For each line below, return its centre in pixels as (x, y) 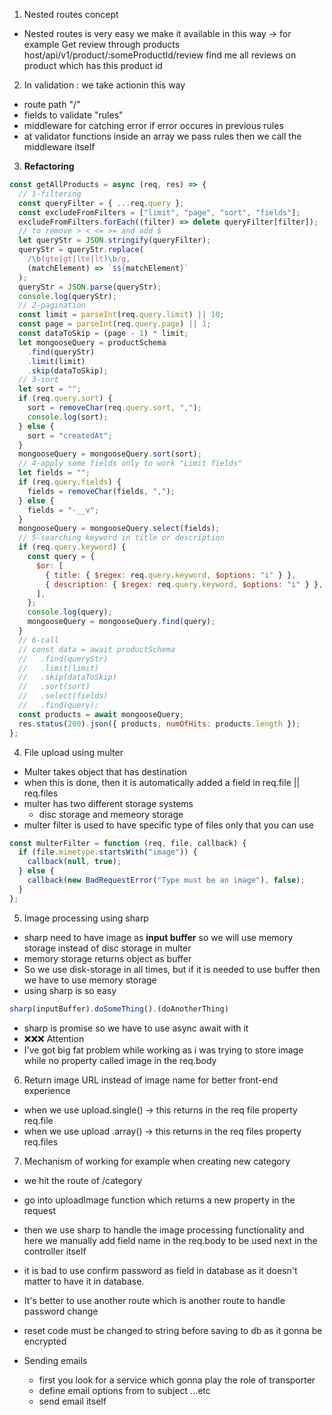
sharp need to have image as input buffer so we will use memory (158, 937)
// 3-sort (38, 380)
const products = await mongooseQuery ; (101, 714)
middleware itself (59, 147)
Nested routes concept (71, 14)
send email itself (72, 1401)
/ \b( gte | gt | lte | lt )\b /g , (79, 259)
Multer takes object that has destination (105, 771)
